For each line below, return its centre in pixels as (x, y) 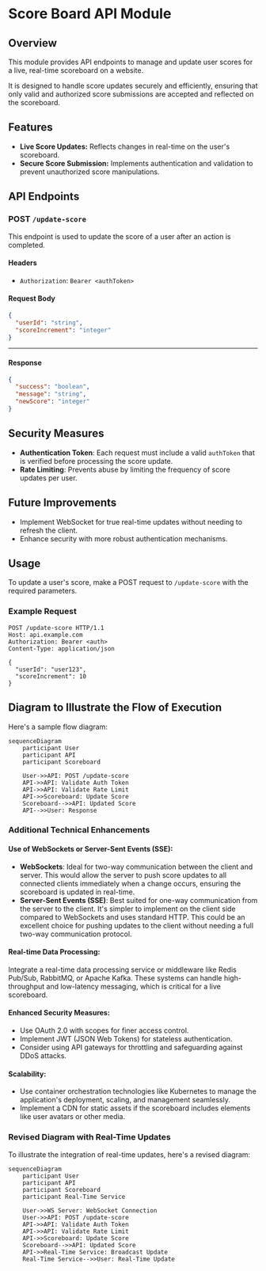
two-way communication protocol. (76, 934)
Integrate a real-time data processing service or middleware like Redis (123, 969)
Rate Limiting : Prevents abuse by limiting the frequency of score (125, 469)
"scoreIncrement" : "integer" (63, 330)
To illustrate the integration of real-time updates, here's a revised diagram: (129, 1154)
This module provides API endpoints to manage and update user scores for (131, 62)
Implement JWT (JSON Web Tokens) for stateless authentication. (126, 1039)
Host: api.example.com (46, 635)
